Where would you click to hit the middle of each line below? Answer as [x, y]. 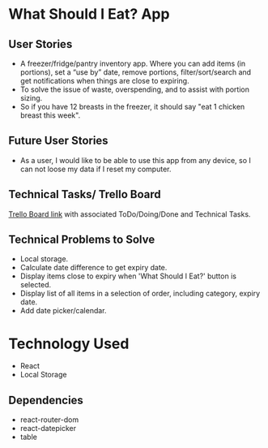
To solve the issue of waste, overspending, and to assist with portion [134, 89]
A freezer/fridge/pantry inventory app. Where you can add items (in [133, 63]
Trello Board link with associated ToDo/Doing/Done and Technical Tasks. [130, 214]
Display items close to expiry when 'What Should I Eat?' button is [128, 276]
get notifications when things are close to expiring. [104, 81]
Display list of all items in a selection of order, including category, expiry [140, 294]
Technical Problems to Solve [82, 240]
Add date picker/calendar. [63, 311]
